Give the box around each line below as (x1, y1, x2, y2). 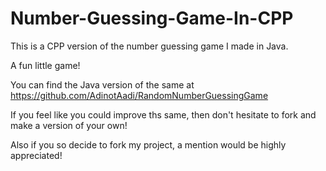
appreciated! (10, 149, 63, 161)
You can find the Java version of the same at (10, 78, 195, 91)
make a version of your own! (10, 119, 128, 131)
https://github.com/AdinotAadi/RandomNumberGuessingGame (10, 89, 269, 101)
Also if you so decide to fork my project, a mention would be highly (10, 138, 287, 151)
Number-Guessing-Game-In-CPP (10, 7, 294, 30)
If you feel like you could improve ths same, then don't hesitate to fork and (10, 108, 317, 121)
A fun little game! (10, 59, 81, 71)
